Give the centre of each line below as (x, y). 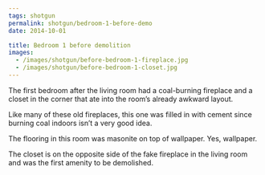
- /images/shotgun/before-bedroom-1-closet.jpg (97, 68)
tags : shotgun (32, 16)
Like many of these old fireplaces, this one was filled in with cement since (130, 114)
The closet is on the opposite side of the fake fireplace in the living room (128, 154)
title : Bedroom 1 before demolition (69, 45)
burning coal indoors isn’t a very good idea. (80, 123)
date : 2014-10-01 (37, 31)
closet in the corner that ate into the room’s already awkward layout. (121, 99)
